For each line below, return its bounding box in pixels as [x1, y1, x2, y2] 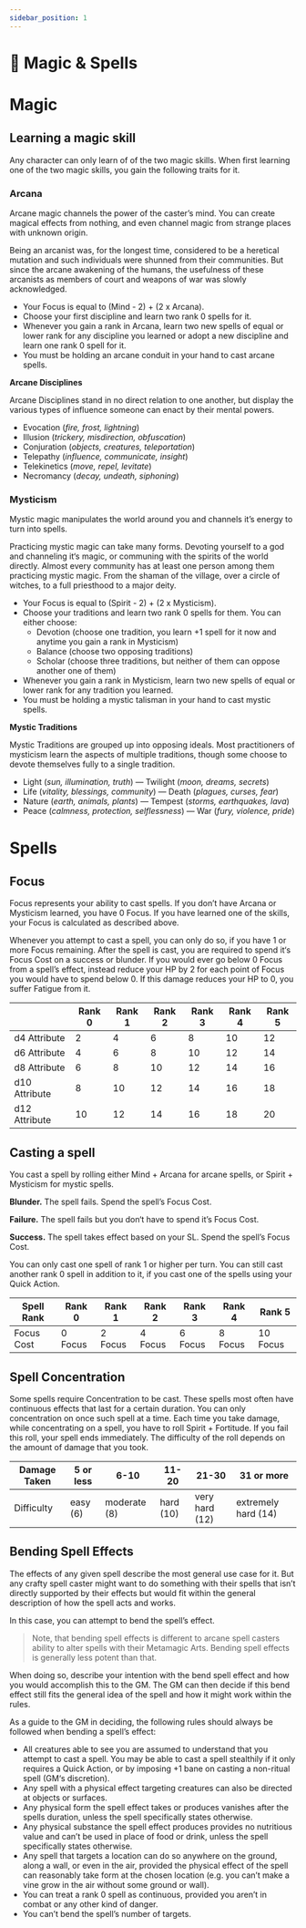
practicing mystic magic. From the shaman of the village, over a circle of [9, 571, 280, 582]
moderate [104, 1496, 147, 1509]
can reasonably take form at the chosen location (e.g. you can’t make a [22, 1870, 290, 1881]
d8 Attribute [14, 1061, 66, 1074]
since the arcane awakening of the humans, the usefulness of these [9, 264, 264, 275]
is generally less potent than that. [31, 1652, 158, 1663]
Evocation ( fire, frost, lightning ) [22, 422, 140, 433]
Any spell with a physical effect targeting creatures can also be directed [22, 1782, 293, 1793]
